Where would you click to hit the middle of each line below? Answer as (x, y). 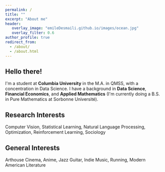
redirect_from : (21, 42)
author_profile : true (28, 38)
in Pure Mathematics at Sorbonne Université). (52, 99)
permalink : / (19, 10)
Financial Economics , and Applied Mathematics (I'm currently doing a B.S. (82, 94)
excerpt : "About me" (27, 19)
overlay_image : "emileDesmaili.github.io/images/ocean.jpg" (75, 28)
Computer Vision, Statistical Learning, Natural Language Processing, (75, 127)
